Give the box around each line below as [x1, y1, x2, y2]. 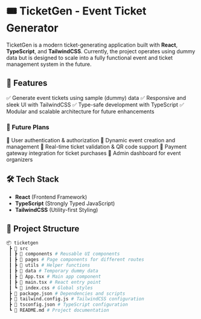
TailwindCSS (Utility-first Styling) [14, 206, 98, 213]
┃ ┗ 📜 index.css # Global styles [8, 284, 94, 291]
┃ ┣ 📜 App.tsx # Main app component [8, 273, 101, 280]
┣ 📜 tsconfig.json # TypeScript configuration [8, 301, 129, 308]
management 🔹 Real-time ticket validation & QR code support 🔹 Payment [6, 143, 187, 151]
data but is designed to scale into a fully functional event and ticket [6, 54, 173, 61]
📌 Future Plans [6, 123, 49, 131]
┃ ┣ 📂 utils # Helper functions [8, 262, 91, 269]
